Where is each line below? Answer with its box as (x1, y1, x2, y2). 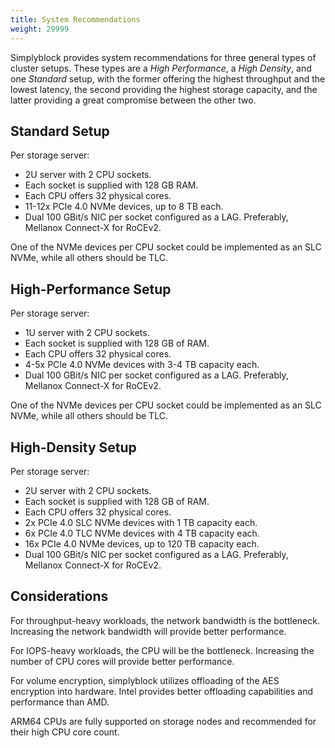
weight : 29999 (10, 24, 70, 34)
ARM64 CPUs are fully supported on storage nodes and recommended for (10, 715, 317, 727)
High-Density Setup (10, 439, 137, 456)
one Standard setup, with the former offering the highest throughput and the (10, 72, 326, 85)
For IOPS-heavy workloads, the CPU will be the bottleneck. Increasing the (10, 644, 315, 656)
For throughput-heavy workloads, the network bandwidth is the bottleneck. (10, 614, 320, 626)
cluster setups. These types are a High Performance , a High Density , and (10, 62, 312, 74)
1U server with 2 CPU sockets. (24, 327, 150, 339)
